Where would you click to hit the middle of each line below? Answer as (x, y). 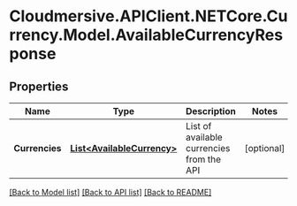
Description (210, 111)
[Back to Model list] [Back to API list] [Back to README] (110, 192)
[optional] (265, 148)
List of (198, 126)
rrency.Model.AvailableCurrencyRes (146, 35)
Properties (39, 86)
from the (203, 159)
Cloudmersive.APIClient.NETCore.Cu (148, 16)
